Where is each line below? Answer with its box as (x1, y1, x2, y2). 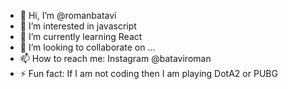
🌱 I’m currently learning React (19, 31, 143, 42)
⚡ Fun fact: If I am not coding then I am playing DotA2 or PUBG (19, 68, 278, 79)
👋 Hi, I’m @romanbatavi (19, 10, 117, 21)
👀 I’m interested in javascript (19, 20, 137, 32)
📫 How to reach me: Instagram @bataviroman (19, 53, 212, 64)
